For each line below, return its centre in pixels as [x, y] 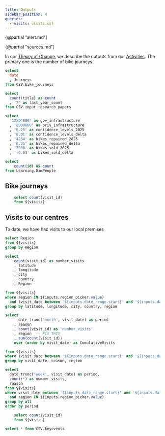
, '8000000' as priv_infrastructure [47, 125]
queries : [14, 19]
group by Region [22, 247]
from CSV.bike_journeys [29, 84]
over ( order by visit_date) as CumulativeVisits [65, 343]
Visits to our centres [37, 217]
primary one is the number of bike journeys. [49, 62]
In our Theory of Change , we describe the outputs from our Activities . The [80, 57]
